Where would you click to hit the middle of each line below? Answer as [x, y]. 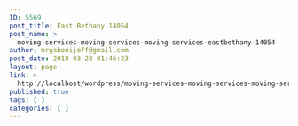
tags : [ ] [27, 100]
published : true [39, 91]
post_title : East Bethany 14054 [69, 26]
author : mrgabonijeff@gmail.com [69, 51]
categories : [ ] [39, 108]
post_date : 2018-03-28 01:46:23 [69, 59]
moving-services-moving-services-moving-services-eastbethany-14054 [146, 42]
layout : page [33, 67]
